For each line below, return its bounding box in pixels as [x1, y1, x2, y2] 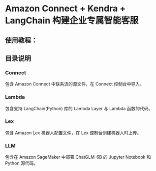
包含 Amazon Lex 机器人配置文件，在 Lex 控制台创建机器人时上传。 [5, 130, 142, 136]
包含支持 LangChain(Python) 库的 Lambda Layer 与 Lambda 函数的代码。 [5, 105, 153, 111]
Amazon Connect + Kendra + [5, 3, 126, 14]
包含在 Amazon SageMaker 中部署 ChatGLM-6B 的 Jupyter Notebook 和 [5, 154, 151, 160]
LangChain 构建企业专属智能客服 [5, 15, 139, 26]
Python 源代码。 [5, 160, 38, 166]
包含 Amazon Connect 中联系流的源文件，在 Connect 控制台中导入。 [5, 81, 144, 87]
